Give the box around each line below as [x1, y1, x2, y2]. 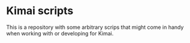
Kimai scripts [6, 4, 74, 18]
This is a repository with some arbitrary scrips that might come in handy [6, 24, 184, 31]
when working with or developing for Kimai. [6, 29, 114, 37]
